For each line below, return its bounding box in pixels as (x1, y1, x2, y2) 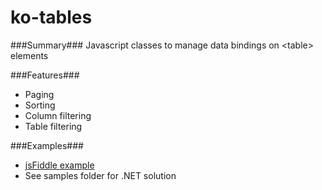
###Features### (10, 69, 80, 81)
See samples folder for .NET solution (24, 169, 177, 181)
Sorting (24, 99, 56, 111)
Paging (24, 88, 55, 100)
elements (10, 49, 49, 61)
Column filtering (24, 109, 92, 121)
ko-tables (10, 6, 93, 29)
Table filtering (24, 120, 83, 132)
